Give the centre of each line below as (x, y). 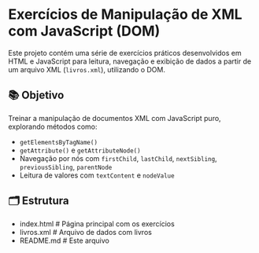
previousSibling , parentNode (66, 167)
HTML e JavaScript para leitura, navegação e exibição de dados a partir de (130, 61)
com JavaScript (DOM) (84, 31)
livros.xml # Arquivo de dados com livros (85, 232)
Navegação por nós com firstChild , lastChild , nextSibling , (118, 158)
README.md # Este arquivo (65, 240)
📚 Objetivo (36, 95)
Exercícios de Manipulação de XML (125, 15)
